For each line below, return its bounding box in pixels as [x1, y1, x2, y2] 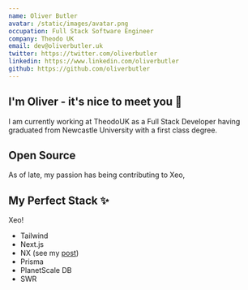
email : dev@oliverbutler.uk [8, 42, 104, 50]
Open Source [8, 148, 76, 162]
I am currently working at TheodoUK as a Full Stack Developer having [8, 116, 241, 126]
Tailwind [19, 231, 49, 240]
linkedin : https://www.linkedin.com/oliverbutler [8, 58, 180, 66]
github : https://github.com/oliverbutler [8, 65, 151, 73]
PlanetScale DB [19, 266, 72, 275]
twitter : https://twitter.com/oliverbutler [8, 50, 158, 58]
